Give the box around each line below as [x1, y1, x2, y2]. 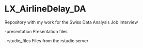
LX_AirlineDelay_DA [4, 3, 86, 14]
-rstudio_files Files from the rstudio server [4, 37, 89, 44]
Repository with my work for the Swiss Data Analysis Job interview [4, 19, 138, 25]
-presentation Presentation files [4, 28, 68, 34]
